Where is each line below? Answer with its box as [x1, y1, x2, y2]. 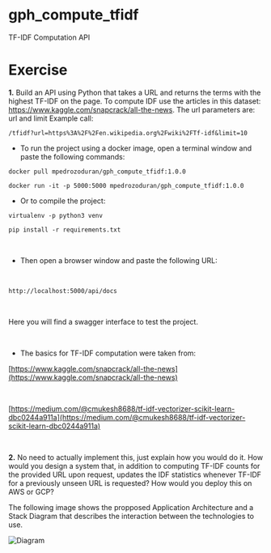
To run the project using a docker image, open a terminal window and [19, 143, 252, 153]
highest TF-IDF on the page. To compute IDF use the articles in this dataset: [8, 96, 261, 106]
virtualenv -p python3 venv [8, 211, 104, 219]
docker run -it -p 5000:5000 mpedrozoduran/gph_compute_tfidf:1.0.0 [8, 181, 244, 189]
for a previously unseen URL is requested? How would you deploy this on [8, 478, 252, 487]
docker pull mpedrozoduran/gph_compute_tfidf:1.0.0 [8, 168, 186, 176]
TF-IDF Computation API [8, 32, 91, 42]
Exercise [8, 61, 68, 79]
